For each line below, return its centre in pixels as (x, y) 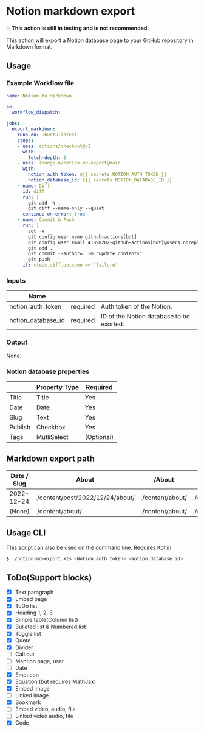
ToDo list (26, 606)
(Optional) (99, 437)
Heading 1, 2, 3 (34, 613)
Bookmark (28, 702)
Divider (24, 647)
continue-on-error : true (54, 214)
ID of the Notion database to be (145, 317)
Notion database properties (48, 371)
